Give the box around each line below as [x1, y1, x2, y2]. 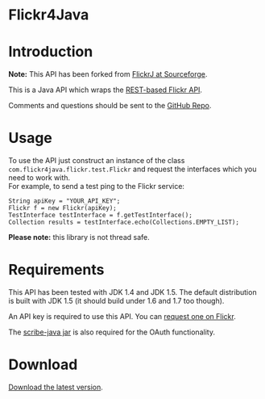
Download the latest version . [8, 382, 103, 392]
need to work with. [8, 173, 71, 183]
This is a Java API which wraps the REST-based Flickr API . [8, 85, 203, 94]
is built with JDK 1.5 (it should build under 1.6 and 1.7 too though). [8, 296, 225, 305]
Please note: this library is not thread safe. [8, 233, 151, 242]
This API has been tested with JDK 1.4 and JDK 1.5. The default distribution [8, 288, 257, 296]
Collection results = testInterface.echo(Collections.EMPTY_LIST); [8, 218, 240, 227]
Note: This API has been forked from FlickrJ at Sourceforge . [8, 69, 208, 79]
